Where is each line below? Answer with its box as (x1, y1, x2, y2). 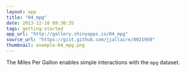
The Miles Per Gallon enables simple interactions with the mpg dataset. (6, 58, 180, 66)
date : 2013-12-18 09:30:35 (6, 20, 74, 26)
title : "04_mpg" (6, 14, 47, 20)
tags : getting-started (6, 25, 63, 32)
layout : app (6, 8, 36, 15)
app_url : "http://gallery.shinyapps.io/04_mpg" (6, 31, 129, 37)
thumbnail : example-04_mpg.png (6, 43, 85, 49)
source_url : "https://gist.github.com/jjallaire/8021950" (6, 37, 155, 43)
